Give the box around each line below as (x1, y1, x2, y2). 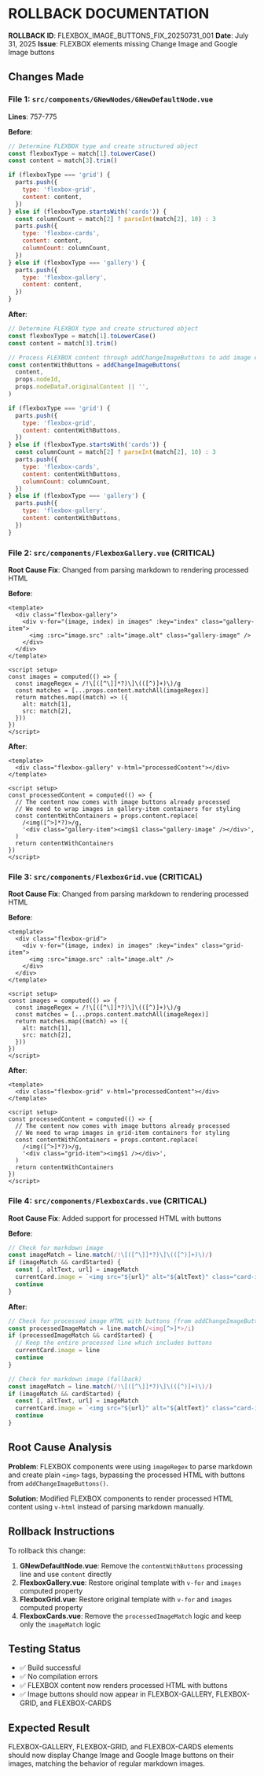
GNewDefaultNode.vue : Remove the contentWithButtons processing (19, 1560, 244, 1570)
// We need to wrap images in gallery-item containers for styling (15, 805, 241, 812)
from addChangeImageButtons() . (8, 1478, 108, 1487)
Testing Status (8, 1642, 81, 1656)
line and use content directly (19, 1569, 112, 1579)
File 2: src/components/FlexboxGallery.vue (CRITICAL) (8, 547, 215, 558)
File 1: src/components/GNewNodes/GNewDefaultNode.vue (8, 94, 214, 105)
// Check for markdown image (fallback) (8, 1375, 143, 1383)
